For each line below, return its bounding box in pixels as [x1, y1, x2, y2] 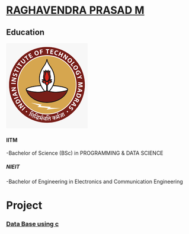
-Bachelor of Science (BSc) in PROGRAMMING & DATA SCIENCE [6, 149, 164, 157]
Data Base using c [6, 220, 59, 228]
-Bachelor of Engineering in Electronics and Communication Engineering [6, 178, 184, 185]
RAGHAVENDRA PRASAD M [6, 4, 145, 17]
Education [6, 27, 45, 37]
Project [6, 199, 43, 212]
